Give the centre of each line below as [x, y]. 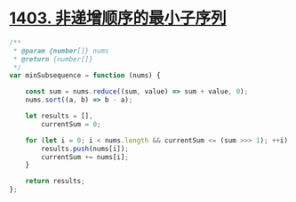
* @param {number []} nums [61, 51]
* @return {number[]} [53, 59]
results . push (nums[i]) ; [85, 149]
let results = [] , [59, 117]
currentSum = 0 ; [71, 124]
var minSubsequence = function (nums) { [85, 76]
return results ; [56, 182]
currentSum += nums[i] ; [85, 157]
